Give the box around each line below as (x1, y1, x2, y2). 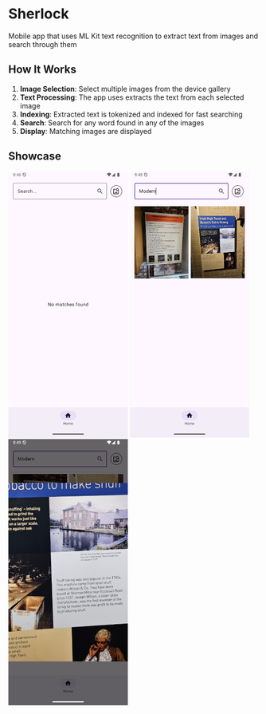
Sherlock (8, 5, 69, 23)
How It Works (8, 63, 77, 77)
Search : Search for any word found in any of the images (19, 117, 205, 128)
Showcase (8, 149, 62, 164)
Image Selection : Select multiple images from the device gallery (19, 84, 231, 93)
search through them (8, 39, 77, 49)
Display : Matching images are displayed (19, 126, 152, 136)
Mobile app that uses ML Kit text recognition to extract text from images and (8, 31, 259, 41)
